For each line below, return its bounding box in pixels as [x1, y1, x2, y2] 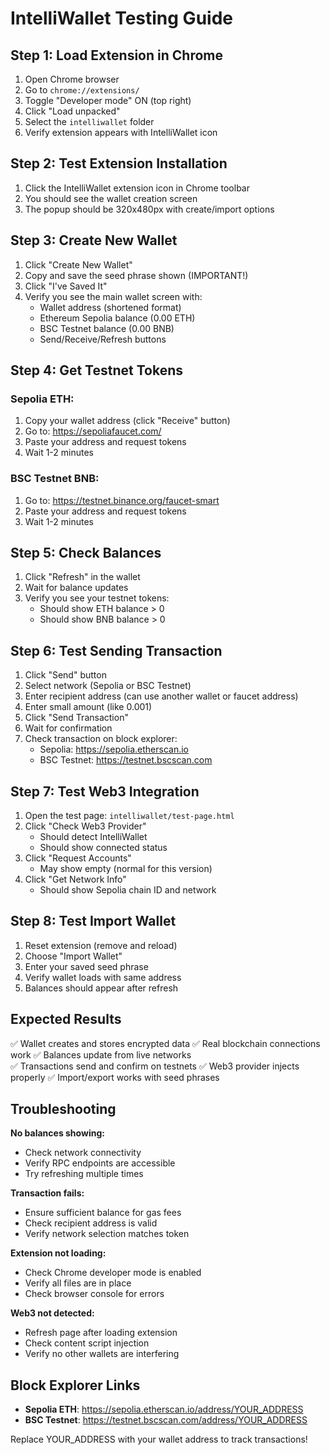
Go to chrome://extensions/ [24, 84, 140, 96]
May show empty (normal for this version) [39, 863, 213, 875]
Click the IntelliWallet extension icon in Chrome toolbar [24, 182, 250, 194]
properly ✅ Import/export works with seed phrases [10, 1071, 220, 1083]
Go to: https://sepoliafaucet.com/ [24, 425, 162, 437]
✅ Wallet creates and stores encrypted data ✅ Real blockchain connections [10, 1037, 321, 1049]
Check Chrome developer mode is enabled [24, 1267, 202, 1279]
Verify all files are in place [24, 1277, 132, 1289]
